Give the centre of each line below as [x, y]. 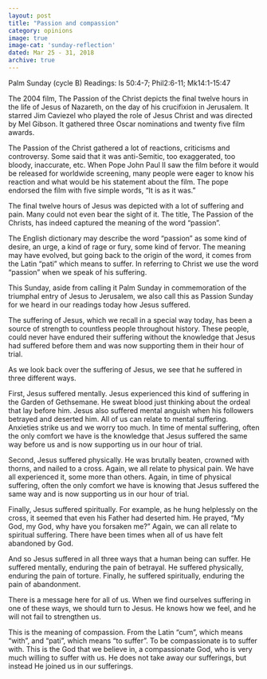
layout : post [30, 16]
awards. [22, 132]
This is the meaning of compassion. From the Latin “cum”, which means [126, 632]
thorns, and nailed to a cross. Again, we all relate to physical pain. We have [131, 468]
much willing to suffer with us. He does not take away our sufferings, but [128, 657]
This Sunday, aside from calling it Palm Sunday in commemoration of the [128, 288]
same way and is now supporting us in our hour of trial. [99, 494]
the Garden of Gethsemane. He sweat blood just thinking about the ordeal [130, 402]
